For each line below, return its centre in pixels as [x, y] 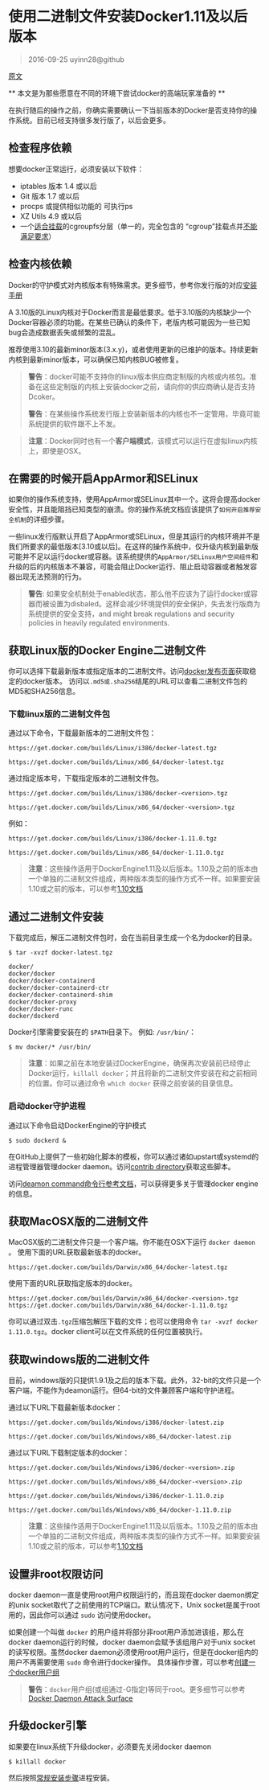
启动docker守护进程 [47, 1106]
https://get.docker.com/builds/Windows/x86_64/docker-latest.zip [120, 1437]
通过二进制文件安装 [56, 916]
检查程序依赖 [40, 148]
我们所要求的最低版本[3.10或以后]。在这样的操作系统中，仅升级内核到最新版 [133, 547]
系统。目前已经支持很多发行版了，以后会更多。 [92, 120]
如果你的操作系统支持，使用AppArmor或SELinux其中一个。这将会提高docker [134, 499]
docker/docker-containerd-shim [61, 995]
